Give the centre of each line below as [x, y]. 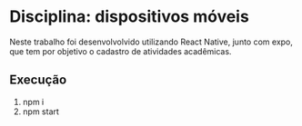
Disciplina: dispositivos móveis [130, 17]
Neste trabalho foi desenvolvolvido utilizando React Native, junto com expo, [151, 42]
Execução [38, 80]
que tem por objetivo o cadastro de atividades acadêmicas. [121, 51]
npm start [40, 111]
